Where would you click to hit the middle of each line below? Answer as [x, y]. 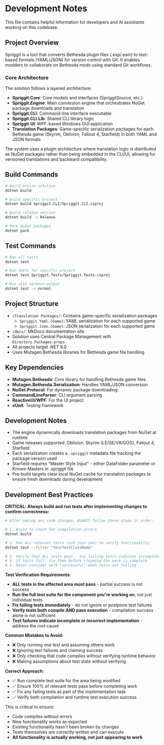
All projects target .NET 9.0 [39, 347]
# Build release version [30, 213]
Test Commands [31, 246]
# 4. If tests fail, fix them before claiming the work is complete [76, 561]
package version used [34, 458]
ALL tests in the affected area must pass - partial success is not [77, 584]
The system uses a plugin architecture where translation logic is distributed [81, 149]
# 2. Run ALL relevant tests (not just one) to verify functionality [77, 543]
